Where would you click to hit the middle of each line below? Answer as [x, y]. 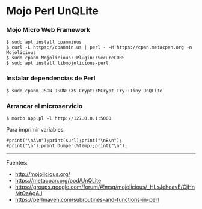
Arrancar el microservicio [44, 106]
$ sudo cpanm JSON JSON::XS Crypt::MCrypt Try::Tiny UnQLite [84, 91]
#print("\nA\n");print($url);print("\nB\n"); [64, 141]
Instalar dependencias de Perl [51, 78]
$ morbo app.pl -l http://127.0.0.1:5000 [59, 118]
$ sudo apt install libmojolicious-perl [58, 63]
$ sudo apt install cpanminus [44, 42]
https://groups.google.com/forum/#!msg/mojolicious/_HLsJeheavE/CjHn [105, 187]
